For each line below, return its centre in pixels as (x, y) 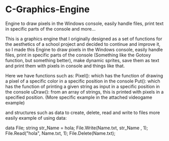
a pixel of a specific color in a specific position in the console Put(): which (83, 81)
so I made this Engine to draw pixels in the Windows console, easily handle (84, 49)
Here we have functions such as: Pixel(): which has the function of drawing (84, 75)
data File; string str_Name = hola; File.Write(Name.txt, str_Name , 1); (77, 128)
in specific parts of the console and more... (51, 29)
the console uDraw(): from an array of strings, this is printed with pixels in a (84, 92)
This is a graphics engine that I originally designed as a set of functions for (84, 39)
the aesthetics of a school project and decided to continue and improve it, (83, 44)
